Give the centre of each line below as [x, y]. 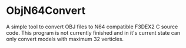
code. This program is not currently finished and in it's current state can [93, 32]
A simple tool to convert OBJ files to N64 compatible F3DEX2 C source [92, 27]
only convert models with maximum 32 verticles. [65, 39]
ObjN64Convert [46, 11]
